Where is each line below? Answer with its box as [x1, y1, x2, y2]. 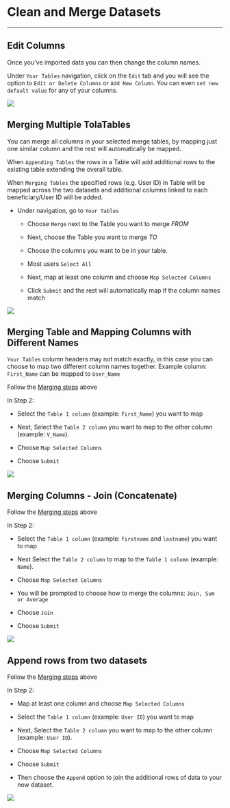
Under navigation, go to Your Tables [16, 206, 120, 214]
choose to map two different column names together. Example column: [7, 362, 207, 371]
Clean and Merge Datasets [7, 4, 162, 20]
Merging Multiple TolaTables [7, 119, 131, 131]
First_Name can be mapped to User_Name [7, 370, 120, 378]
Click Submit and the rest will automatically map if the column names [27, 286, 220, 294]
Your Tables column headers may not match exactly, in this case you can [7, 355, 214, 363]
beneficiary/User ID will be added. [7, 193, 103, 201]
